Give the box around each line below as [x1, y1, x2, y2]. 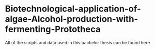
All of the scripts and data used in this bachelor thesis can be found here [5, 39, 150, 45]
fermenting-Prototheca [5, 24, 101, 35]
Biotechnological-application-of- [5, 3, 141, 14]
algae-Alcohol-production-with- [5, 13, 138, 25]
